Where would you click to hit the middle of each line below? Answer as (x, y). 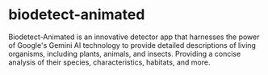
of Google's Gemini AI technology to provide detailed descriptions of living (132, 45)
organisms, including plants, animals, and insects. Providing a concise (125, 53)
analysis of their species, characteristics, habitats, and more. (109, 62)
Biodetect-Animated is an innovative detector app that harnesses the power (134, 37)
